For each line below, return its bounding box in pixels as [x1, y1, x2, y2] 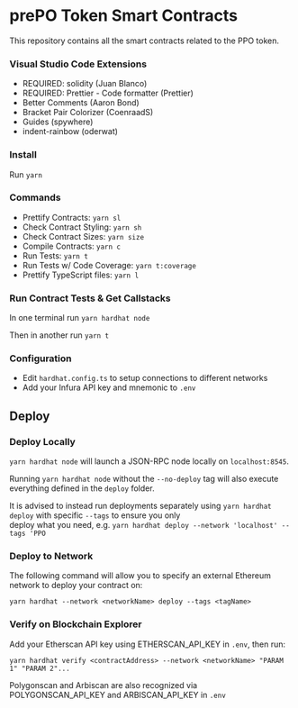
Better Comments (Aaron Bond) [22, 97, 140, 108]
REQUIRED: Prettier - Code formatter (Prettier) [22, 87, 194, 99]
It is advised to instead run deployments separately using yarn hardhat [9, 501, 272, 512]
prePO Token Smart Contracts [9, 5, 239, 26]
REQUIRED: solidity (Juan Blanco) [22, 78, 148, 89]
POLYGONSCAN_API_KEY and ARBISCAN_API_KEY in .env [9, 689, 227, 700]
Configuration [9, 352, 72, 365]
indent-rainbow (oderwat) [22, 126, 119, 137]
